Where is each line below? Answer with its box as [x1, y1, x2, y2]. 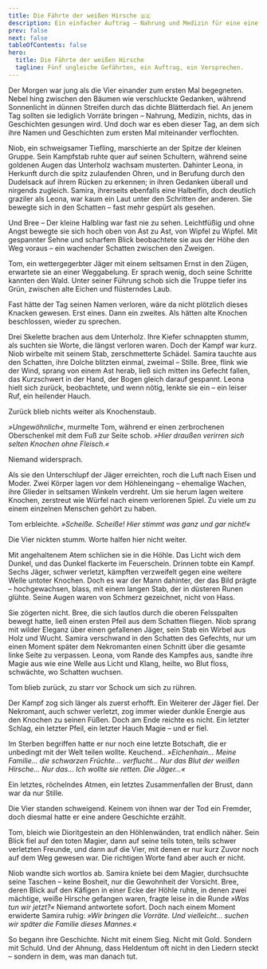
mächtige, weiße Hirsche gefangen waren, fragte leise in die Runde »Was [8, 893, 249, 903]
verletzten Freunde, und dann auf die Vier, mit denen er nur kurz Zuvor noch [8, 844, 259, 853]
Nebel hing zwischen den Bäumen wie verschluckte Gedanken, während [8, 93, 246, 104]
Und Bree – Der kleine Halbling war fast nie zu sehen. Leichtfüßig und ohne [8, 218, 255, 227]
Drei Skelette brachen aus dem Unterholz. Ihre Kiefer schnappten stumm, [8, 331, 249, 341]
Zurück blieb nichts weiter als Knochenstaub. [8, 406, 157, 416]
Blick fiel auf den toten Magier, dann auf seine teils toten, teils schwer [8, 836, 237, 845]
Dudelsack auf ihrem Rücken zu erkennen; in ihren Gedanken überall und [8, 177, 249, 186]
